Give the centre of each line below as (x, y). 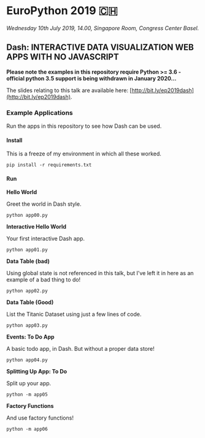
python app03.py (27, 326)
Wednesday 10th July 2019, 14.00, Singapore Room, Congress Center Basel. (103, 28)
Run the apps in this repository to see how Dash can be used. (84, 126)
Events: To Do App (30, 337)
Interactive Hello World (36, 227)
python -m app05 (27, 395)
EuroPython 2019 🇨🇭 (62, 11)
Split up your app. (29, 383)
